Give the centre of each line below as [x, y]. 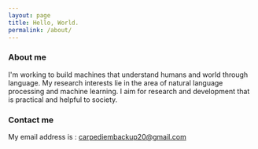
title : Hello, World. [44, 23]
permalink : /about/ [40, 30]
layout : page [29, 15]
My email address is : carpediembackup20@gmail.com [97, 136]
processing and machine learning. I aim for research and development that [129, 91]
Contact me [31, 120]
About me [28, 57]
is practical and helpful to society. [63, 100]
